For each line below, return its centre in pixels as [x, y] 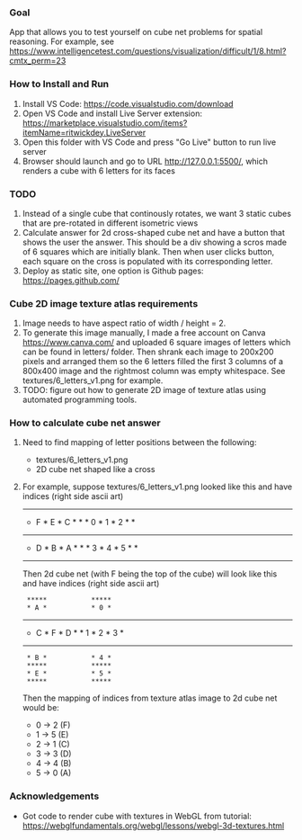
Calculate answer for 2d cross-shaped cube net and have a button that [154, 232]
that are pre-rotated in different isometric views [110, 223]
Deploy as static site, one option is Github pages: [113, 271]
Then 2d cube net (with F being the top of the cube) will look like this [150, 574]
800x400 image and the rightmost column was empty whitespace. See [154, 371]
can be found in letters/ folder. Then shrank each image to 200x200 [148, 352]
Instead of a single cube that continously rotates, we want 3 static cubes [157, 213]
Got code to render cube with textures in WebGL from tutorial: [137, 816]
